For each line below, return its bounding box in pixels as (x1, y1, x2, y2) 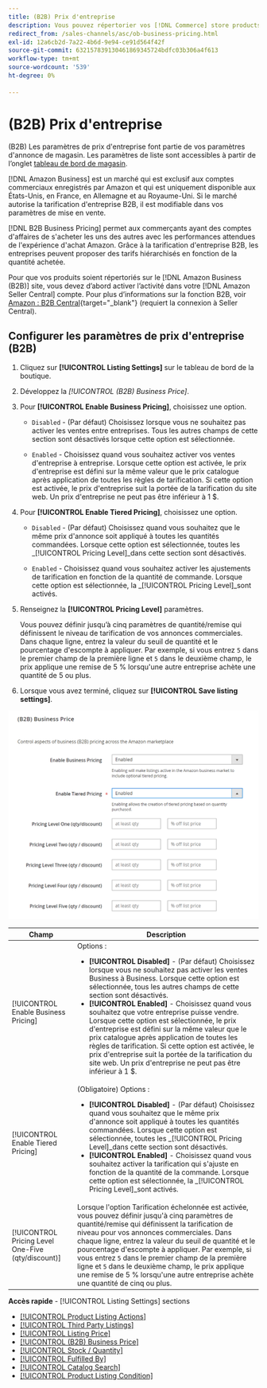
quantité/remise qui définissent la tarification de (76, 1219, 234, 1229)
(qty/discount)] (11, 1253, 61, 1263)
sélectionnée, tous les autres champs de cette (88, 981, 240, 991)
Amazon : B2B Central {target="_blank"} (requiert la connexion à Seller (8, 298, 238, 307)
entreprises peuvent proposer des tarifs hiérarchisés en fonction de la (8, 248, 238, 258)
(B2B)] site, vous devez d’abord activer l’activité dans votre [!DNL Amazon (8, 281, 250, 290)
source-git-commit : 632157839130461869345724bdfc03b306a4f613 (8, 46, 219, 55)
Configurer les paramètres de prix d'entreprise (8, 329, 245, 342)
